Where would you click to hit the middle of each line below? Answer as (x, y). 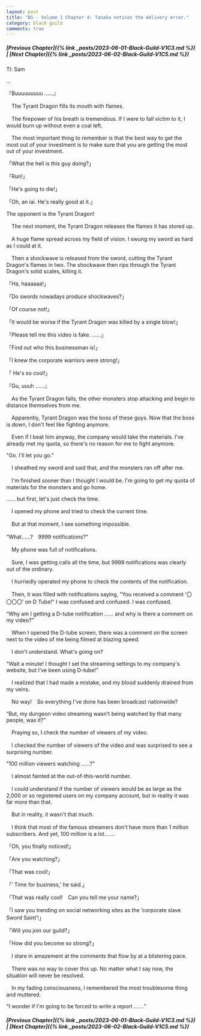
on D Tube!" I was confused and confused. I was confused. (98, 602)
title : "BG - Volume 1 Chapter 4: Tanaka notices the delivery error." (97, 17)
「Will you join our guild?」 (40, 931)
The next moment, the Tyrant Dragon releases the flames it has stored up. (103, 227)
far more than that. (29, 802)
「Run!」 (17, 176)
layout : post (22, 12)
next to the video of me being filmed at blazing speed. (73, 639)
